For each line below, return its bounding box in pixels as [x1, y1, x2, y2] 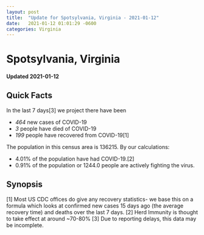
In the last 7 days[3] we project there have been [6, 106, 127, 114]
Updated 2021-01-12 [6, 73, 60, 80]
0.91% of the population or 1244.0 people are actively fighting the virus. [15, 161, 195, 168]
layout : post [6, 9, 40, 15]
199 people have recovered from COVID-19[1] [15, 131, 129, 139]
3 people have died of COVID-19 [15, 125, 97, 132]
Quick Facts [6, 90, 53, 101]
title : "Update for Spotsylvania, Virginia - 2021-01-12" [6, 15, 160, 21]
